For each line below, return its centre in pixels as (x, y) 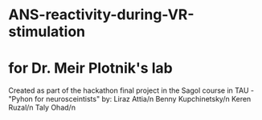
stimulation (47, 32)
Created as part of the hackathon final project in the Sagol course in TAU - (131, 90)
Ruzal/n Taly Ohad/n (42, 108)
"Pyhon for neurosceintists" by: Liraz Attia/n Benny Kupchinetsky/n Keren (130, 99)
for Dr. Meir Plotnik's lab (90, 68)
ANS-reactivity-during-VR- (101, 15)
